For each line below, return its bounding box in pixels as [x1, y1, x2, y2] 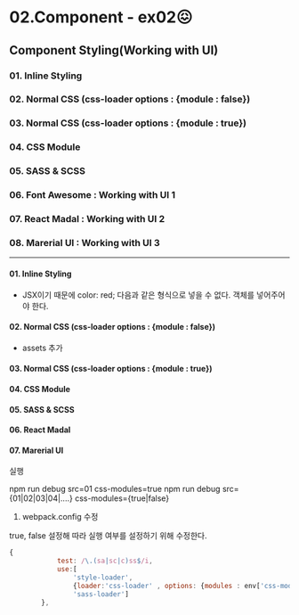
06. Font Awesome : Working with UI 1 [9, 189, 176, 201]
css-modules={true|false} [74, 493, 170, 504]
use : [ [56, 565, 77, 574]
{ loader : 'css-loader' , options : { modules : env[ [72, 581, 261, 590]
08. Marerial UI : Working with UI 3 [9, 236, 160, 249]
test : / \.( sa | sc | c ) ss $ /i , [56, 556, 153, 566]
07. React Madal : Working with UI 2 [9, 213, 166, 225]
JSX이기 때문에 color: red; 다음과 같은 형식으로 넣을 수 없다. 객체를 [21, 289, 255, 300]
